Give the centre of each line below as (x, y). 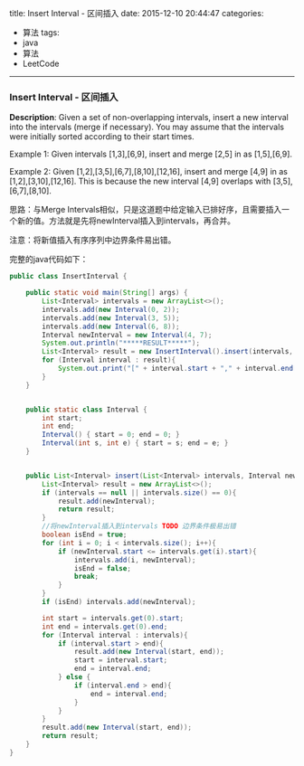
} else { (74, 677)
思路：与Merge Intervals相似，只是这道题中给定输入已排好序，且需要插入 (146, 210)
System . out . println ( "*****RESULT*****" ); (121, 343)
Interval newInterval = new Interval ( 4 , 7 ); (127, 335)
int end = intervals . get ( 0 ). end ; (105, 627)
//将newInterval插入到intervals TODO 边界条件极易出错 (139, 526)
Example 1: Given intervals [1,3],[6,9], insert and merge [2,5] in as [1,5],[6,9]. (151, 154)
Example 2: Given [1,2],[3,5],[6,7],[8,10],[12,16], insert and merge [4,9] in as (148, 172)
